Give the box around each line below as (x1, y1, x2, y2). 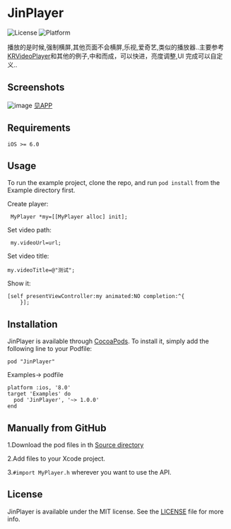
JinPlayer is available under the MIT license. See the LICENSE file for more (7, 507, 224, 516)
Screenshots (7, 81, 65, 93)
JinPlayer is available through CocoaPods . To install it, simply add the (7, 337, 210, 345)
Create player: (7, 200, 49, 208)
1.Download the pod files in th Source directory (7, 441, 144, 449)
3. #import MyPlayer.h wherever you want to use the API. (7, 468, 172, 476)
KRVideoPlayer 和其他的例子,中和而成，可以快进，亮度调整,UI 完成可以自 (7, 52, 217, 60)
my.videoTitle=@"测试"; (7, 267, 76, 274)
